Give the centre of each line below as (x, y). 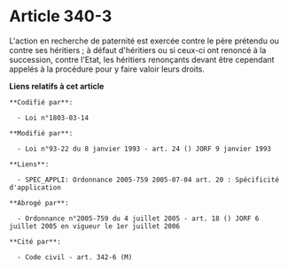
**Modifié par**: (41, 133)
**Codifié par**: (41, 102)
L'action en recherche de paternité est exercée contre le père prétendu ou (144, 41)
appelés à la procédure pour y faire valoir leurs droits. (107, 69)
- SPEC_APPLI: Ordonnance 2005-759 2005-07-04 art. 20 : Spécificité (148, 180)
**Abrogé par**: (39, 203)
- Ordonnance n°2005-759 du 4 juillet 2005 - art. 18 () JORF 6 (138, 219)
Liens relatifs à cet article (57, 86)
